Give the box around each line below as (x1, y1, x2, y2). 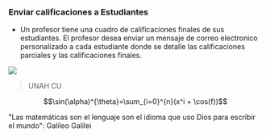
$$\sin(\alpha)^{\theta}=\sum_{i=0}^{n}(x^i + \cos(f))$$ (43, 97, 228, 106)
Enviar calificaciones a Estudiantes (8, 6, 149, 18)
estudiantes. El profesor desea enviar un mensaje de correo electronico (19, 33, 258, 43)
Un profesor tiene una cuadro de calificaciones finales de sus (19, 25, 225, 35)
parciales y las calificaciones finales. (19, 51, 143, 60)
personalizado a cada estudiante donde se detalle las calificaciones (19, 42, 246, 52)
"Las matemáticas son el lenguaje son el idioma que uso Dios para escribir (8, 112, 256, 122)
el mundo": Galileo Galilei (8, 121, 92, 131)
